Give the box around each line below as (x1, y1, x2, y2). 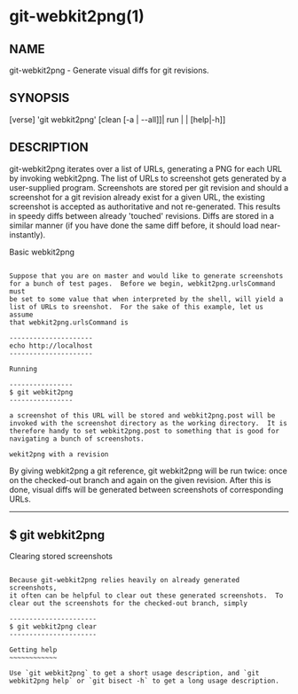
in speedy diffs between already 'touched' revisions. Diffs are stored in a (9, 210, 275, 221)
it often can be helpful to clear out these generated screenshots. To (9, 591, 284, 600)
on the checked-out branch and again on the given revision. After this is (9, 474, 272, 485)
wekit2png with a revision (9, 449, 109, 458)
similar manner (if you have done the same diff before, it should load (9, 220, 259, 230)
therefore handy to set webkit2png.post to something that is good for (9, 426, 279, 435)
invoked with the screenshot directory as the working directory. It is (9, 418, 288, 427)
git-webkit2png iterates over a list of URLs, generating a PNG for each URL (9, 163, 282, 174)
